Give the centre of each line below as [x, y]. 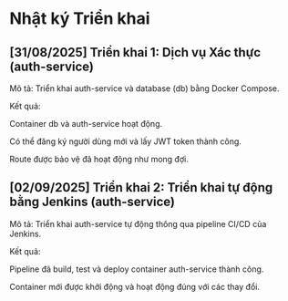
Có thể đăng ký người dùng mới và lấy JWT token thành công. [125, 141]
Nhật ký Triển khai [80, 19]
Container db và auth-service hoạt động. [86, 124]
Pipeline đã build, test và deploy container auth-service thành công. [137, 269]
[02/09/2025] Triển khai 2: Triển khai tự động [141, 187]
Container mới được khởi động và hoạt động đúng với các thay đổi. [134, 286]
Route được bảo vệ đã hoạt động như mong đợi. [99, 159]
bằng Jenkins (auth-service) [93, 202]
